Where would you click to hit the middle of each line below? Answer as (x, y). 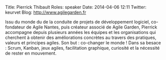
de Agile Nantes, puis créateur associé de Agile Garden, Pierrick (92, 27)
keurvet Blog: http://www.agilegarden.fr (46, 12)
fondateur (15, 27)
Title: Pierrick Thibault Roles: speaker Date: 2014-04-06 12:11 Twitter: (76, 7)
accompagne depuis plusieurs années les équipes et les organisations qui (81, 32)
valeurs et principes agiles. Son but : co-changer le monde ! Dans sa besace (83, 43)
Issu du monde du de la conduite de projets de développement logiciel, (78, 22)
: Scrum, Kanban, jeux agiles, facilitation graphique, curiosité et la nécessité (83, 48)
